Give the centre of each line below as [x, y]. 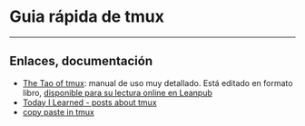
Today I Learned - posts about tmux [89, 102]
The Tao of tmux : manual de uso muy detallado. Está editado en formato [157, 82]
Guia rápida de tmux [87, 17]
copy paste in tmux [59, 111]
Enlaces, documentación [81, 61]
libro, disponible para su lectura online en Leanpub [118, 92]
